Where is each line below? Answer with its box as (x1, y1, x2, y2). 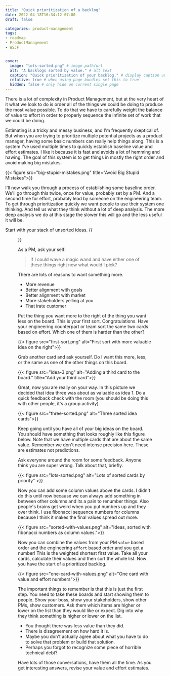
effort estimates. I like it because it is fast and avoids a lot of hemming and (5, 149, 160, 155)
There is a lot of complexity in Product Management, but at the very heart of (5, 96, 164, 102)
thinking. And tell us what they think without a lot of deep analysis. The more (5, 206, 165, 212)
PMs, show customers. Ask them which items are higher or (18, 602, 141, 608)
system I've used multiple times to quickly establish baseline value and (5, 144, 153, 150)
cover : (5, 58, 19, 63)
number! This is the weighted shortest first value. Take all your (18, 550, 148, 556)
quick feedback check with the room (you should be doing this (18, 395, 148, 401)
